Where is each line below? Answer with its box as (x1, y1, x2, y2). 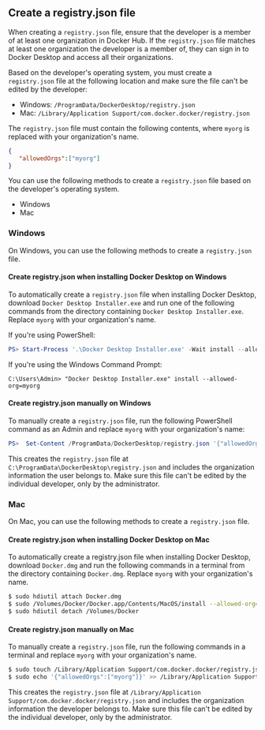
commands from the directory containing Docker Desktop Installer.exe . (8, 306, 244, 316)
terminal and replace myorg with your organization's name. (8, 650, 197, 660)
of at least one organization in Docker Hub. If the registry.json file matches (8, 36, 256, 45)
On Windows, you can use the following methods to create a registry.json (8, 245, 252, 255)
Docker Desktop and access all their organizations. (8, 52, 174, 62)
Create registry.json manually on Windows (8, 399, 151, 408)
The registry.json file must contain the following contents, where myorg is (8, 123, 250, 133)
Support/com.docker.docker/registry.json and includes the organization (8, 695, 244, 705)
